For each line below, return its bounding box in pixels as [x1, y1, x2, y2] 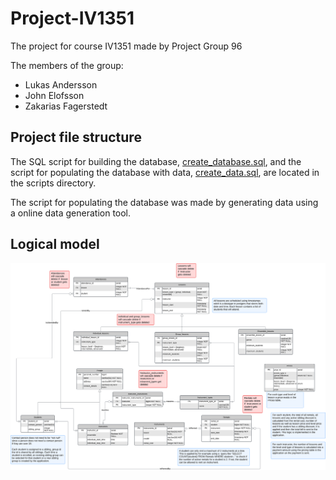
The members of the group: [10, 59, 124, 71]
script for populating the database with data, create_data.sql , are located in [10, 166, 320, 178]
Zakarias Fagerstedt [24, 100, 108, 112]
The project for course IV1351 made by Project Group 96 [10, 40, 243, 52]
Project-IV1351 [10, 7, 135, 30]
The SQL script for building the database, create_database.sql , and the [10, 155, 302, 167]
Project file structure [10, 129, 142, 146]
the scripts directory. [10, 177, 97, 189]
